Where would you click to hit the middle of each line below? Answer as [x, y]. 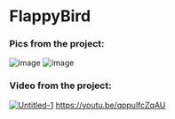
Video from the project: [60, 86]
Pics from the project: [57, 44]
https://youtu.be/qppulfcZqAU [111, 105]
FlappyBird [50, 16]
